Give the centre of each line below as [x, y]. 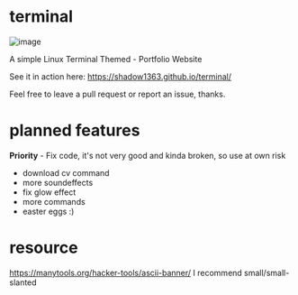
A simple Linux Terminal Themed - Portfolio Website [106, 59]
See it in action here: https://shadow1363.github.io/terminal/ [121, 76]
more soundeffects [58, 182]
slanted [23, 282]
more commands [54, 201]
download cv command [66, 172]
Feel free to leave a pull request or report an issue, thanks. [117, 94]
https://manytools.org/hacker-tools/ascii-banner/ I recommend [126, 272]
